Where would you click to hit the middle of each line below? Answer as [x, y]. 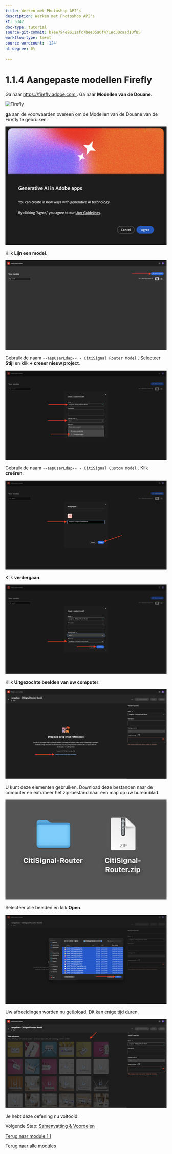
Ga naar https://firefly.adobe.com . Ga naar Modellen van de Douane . [79, 94]
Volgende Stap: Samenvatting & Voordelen [50, 1126]
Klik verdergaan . [23, 578]
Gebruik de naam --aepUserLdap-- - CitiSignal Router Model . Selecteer [83, 358]
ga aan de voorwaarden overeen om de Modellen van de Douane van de [82, 114]
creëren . [15, 473]
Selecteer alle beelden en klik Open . [44, 908]
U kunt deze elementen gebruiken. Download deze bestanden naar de [79, 787]
